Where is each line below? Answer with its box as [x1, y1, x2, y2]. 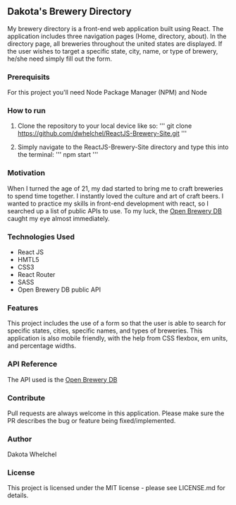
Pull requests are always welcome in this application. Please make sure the [7, 409, 225, 417]
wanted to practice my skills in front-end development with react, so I [7, 199, 209, 208]
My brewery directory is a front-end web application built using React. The [7, 24, 224, 32]
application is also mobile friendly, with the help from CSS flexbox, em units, [7, 334, 228, 343]
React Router [17, 271, 56, 278]
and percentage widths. [7, 342, 76, 350]
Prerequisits [7, 72, 51, 82]
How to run [7, 106, 46, 116]
